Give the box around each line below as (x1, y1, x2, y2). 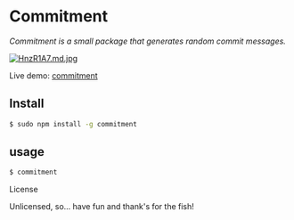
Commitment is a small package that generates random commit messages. (9, 36, 287, 46)
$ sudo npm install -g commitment (9, 119, 138, 128)
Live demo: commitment (9, 69, 98, 81)
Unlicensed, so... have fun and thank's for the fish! (9, 201, 194, 212)
